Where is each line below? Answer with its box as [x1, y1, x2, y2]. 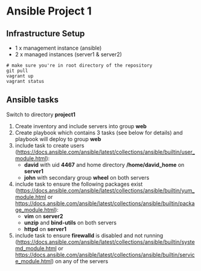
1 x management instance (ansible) [14, 44, 102, 51]
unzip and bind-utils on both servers [24, 219, 117, 226]
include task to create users [14, 142, 85, 149]
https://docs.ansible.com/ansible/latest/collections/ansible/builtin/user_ [17, 148, 195, 155]
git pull [6, 68, 28, 74]
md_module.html [14, 244, 57, 252]
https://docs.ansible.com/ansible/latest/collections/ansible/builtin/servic [14, 251, 195, 258]
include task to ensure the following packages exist [14, 180, 143, 188]
